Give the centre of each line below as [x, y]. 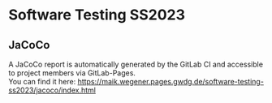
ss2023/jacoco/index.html [52, 90]
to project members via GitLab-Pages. [72, 73]
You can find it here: [42, 82]
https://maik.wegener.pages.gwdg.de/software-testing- [171, 82]
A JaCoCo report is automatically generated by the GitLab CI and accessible [136, 64]
